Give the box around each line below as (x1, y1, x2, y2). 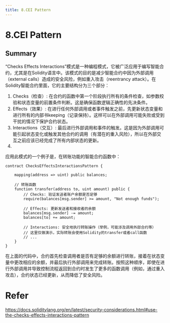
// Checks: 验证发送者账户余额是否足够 (23, 192, 98, 197)
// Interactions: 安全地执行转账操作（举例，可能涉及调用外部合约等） (23, 224, 156, 230)
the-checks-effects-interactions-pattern (5, 312, 90, 318)
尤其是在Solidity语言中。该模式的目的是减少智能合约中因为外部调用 (14, 69, 154, 76)
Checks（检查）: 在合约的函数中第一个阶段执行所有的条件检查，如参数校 (12, 93, 164, 99)
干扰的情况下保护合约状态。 (12, 118, 71, 124)
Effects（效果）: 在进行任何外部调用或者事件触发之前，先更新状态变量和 (12, 106, 163, 112)
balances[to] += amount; (23, 215, 76, 220)
